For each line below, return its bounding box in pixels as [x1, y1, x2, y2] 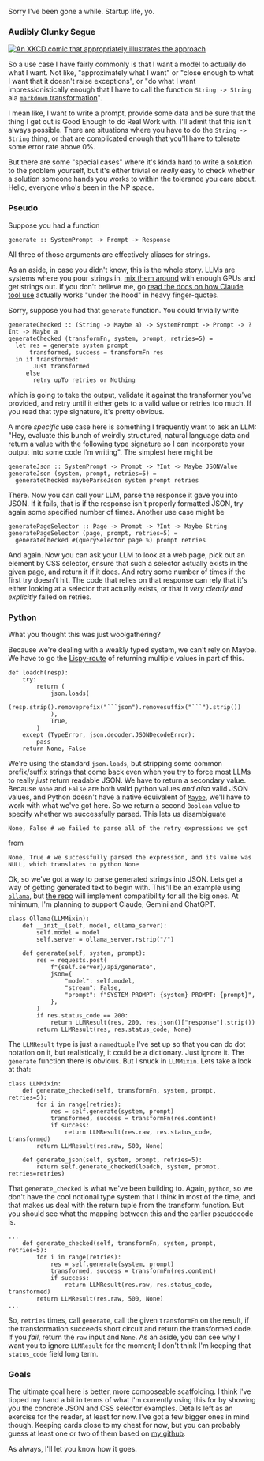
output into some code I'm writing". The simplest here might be [8, 447, 213, 457]
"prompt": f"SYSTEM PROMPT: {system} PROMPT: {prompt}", [64, 991, 256, 999]
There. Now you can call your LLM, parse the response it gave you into [8, 490, 238, 500]
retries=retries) [8, 1169, 65, 1177]
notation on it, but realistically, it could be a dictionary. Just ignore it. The [8, 1048, 244, 1057]
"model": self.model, [64, 976, 136, 985]
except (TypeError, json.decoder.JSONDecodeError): [22, 730, 195, 738]
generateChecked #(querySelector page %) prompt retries [15, 536, 206, 544]
